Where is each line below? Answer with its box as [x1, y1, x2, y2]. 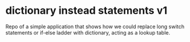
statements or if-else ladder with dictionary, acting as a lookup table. [5, 29, 170, 36]
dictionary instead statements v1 [5, 4, 167, 17]
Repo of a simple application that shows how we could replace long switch [5, 23, 185, 30]
